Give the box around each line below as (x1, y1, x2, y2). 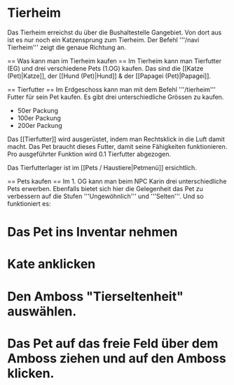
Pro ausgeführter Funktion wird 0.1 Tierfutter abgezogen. (7, 150, 172, 158)
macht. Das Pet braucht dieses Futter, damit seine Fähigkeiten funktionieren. (7, 142, 228, 150)
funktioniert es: (7, 199, 51, 208)
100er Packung (17, 114, 62, 122)
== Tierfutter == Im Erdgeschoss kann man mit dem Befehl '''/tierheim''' (7, 85, 216, 93)
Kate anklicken (7, 256, 96, 272)
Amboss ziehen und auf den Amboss (7, 350, 226, 366)
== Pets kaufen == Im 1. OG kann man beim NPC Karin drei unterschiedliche (7, 177, 227, 185)
